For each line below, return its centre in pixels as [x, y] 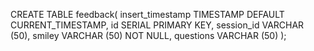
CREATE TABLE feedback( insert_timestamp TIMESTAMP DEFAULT [147, 14]
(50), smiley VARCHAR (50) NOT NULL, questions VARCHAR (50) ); [148, 35]
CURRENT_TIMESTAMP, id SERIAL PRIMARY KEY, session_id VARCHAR [157, 25]
